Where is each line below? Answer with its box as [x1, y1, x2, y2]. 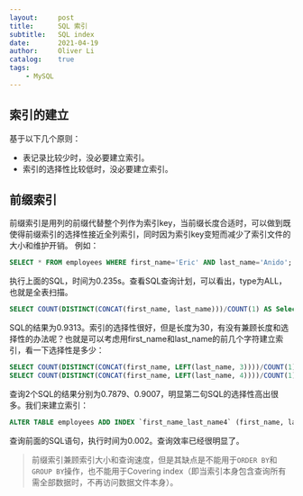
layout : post [9, 13, 75, 23]
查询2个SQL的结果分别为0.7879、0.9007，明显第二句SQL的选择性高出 [9, 388, 271, 399]
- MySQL [25, 72, 54, 81]
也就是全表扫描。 [9, 287, 73, 298]
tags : [9, 64, 30, 73]
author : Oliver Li [9, 47, 95, 56]
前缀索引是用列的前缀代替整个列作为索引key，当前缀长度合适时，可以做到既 [9, 218, 291, 229]
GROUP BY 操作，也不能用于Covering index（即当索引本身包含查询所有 [31, 465, 287, 476]
